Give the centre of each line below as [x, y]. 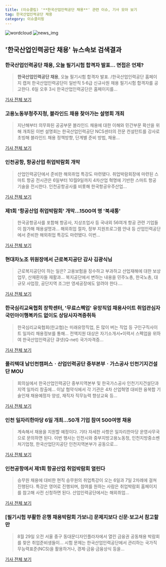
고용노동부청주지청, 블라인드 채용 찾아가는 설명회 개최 [65, 113]
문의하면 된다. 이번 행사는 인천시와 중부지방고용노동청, [79, 438]
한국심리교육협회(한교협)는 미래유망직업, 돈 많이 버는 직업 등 [75, 327]
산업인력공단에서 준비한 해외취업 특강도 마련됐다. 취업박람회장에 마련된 [85, 174]
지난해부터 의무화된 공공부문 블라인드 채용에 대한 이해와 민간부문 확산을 [86, 125]
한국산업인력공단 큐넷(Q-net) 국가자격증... [63, 340]
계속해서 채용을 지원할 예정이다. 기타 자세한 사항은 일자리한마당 [78, 432]
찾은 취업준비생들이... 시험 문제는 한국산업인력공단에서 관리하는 [83, 542]
